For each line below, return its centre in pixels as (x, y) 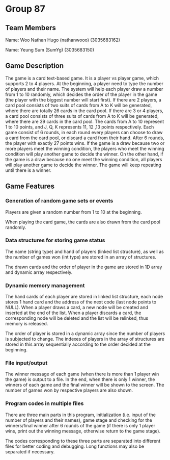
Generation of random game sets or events (59, 201)
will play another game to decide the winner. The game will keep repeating (83, 165)
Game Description (35, 66)
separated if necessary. (30, 451)
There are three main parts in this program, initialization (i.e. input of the (81, 415)
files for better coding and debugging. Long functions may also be (75, 446)
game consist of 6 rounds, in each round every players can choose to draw (84, 132)
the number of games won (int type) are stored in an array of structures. (81, 257)
